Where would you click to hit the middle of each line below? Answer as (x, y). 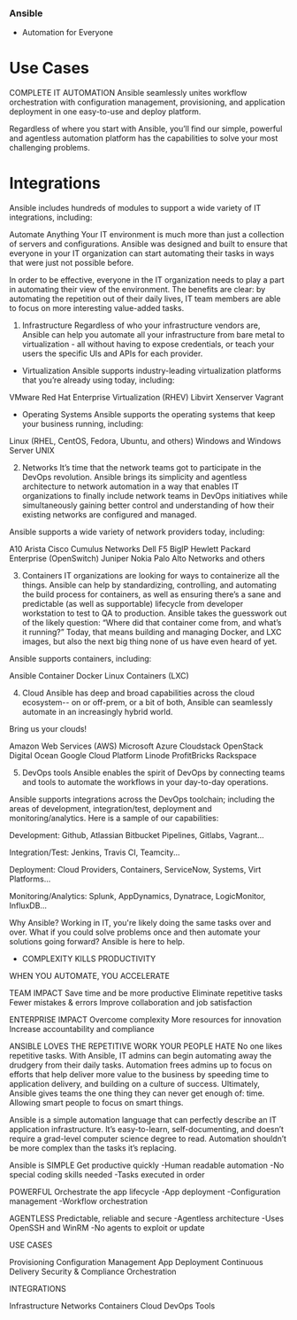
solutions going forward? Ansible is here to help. (97, 942)
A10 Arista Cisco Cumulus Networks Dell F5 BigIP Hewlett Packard (130, 549)
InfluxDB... (28, 905)
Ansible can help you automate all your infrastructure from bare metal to (153, 335)
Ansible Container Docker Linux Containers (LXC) (99, 676)
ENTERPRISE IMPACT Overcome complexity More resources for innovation (145, 1020)
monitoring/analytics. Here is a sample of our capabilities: (114, 819)
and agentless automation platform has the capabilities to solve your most (144, 138)
